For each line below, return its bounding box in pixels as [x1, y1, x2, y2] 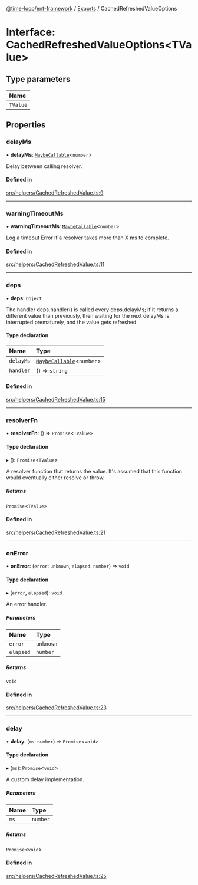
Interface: [6, 26, 56, 39]
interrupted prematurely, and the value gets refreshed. [6, 318, 138, 325]
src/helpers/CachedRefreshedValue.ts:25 [6, 873, 107, 880]
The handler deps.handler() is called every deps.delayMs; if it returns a [6, 306, 179, 313]
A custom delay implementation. [6, 775, 84, 783]
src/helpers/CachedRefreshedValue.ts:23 [6, 704, 107, 711]
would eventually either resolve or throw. [6, 474, 105, 481]
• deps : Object [6, 294, 42, 301]
